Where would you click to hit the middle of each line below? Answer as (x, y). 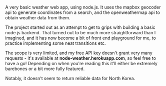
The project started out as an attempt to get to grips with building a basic (80, 27)
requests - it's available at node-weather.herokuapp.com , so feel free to (81, 58)
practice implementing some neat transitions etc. (55, 43)
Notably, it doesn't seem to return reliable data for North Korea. (70, 78)
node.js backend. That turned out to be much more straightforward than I (80, 33)
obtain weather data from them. (38, 18)
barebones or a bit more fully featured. (45, 69)
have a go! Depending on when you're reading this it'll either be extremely (81, 63)
